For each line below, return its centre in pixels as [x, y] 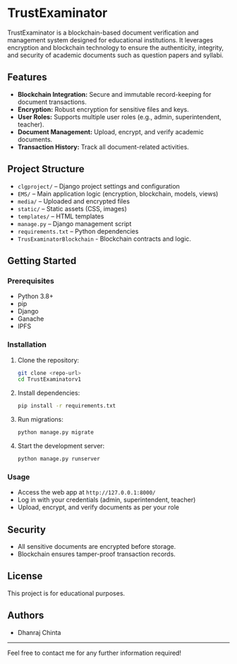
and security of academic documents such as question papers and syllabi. [115, 55]
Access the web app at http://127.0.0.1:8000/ [86, 492]
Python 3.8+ [36, 296]
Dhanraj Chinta [39, 632]
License [25, 576]
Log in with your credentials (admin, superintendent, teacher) [107, 500]
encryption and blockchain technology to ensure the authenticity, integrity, [116, 47]
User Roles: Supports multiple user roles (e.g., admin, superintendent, [120, 117]
